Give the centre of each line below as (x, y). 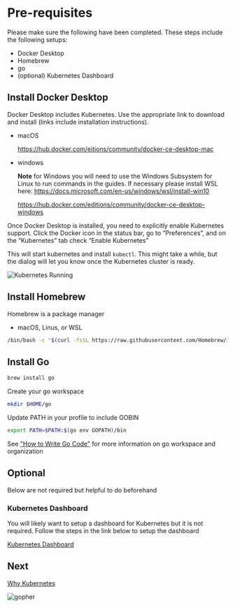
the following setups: (37, 39)
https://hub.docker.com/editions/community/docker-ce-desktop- (111, 204)
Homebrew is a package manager (56, 313)
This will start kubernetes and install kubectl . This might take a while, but (113, 254)
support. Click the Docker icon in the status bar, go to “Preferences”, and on (116, 233)
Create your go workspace (46, 391)
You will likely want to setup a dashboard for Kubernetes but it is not (105, 523)
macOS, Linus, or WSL (50, 327)
